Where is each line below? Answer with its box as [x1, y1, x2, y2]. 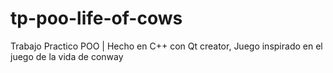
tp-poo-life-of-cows [10, 7, 183, 30]
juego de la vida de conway [10, 50, 124, 62]
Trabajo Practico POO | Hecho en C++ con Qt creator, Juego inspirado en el [10, 40, 323, 52]
